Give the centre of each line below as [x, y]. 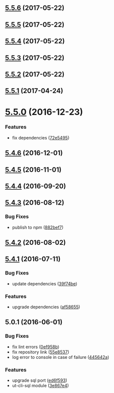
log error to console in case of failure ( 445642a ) [61, 357]
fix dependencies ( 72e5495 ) [41, 138]
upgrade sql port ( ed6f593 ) [39, 380]
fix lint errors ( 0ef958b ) [36, 347]
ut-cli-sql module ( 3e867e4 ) [40, 386]
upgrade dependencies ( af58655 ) [46, 307]
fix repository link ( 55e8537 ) [41, 352]
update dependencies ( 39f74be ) [45, 284]
